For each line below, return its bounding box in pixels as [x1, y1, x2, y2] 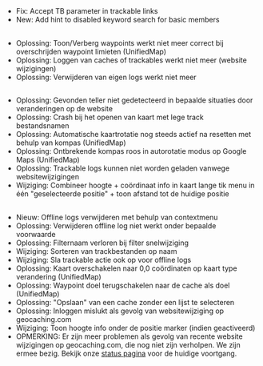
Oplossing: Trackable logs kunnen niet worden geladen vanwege [15, 163, 230, 173]
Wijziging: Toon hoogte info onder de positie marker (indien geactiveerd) [15, 323, 256, 332]
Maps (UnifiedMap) [15, 155, 80, 165]
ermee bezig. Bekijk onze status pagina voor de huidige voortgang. [15, 348, 237, 358]
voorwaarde [15, 229, 56, 239]
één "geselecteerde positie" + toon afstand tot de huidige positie [15, 189, 229, 199]
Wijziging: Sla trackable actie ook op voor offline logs [15, 255, 192, 264]
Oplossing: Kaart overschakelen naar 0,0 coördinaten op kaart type [15, 263, 237, 273]
